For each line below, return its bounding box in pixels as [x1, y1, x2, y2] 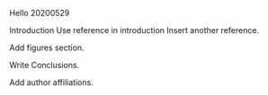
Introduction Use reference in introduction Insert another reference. [9, 25, 259, 35]
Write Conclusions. [9, 60, 80, 70]
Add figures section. [9, 42, 85, 53]
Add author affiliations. [9, 77, 94, 88]
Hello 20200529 [9, 8, 70, 18]
